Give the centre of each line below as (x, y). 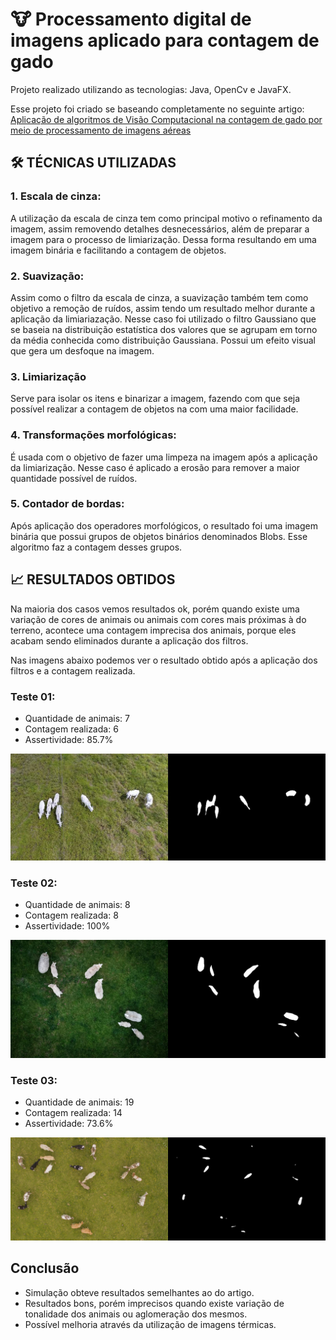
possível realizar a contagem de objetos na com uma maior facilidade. (154, 409)
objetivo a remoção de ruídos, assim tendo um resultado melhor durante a (163, 308)
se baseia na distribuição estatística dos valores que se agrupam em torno (164, 329)
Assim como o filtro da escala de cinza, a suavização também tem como (159, 297)
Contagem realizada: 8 (71, 915)
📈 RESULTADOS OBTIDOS (93, 579)
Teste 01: (33, 696)
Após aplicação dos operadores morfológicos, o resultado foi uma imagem (164, 525)
